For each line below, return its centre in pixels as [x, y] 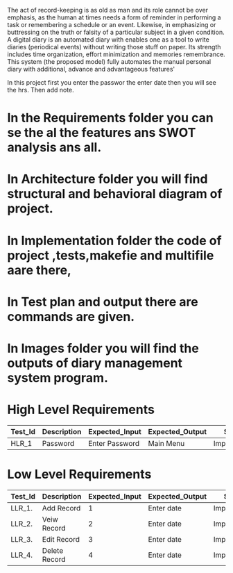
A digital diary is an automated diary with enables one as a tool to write [108, 40]
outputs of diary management [95, 363]
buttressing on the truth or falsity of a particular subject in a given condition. [116, 32]
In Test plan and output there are [103, 302]
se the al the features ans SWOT [102, 133]
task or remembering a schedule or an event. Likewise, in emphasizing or [112, 25]
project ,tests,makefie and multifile [111, 255]
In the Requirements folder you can [110, 118]
